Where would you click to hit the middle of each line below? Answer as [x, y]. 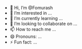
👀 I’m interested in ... [31, 13]
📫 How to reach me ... [33, 29]
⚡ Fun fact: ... [23, 42]
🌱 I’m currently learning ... [36, 18]
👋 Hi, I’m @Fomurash [31, 8]
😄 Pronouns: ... [26, 36]
